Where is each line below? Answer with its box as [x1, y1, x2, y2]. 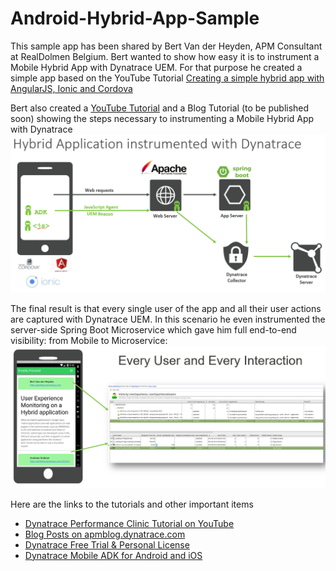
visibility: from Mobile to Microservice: [10, 334, 168, 346]
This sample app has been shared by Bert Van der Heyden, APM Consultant [10, 40, 323, 52]
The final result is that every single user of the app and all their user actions [10, 302, 322, 314]
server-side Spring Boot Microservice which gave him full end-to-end [10, 323, 297, 336]
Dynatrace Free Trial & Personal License [24, 538, 190, 551]
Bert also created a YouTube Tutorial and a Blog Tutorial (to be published [10, 102, 310, 114]
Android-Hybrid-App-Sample [10, 7, 260, 30]
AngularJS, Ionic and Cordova [10, 82, 133, 94]
